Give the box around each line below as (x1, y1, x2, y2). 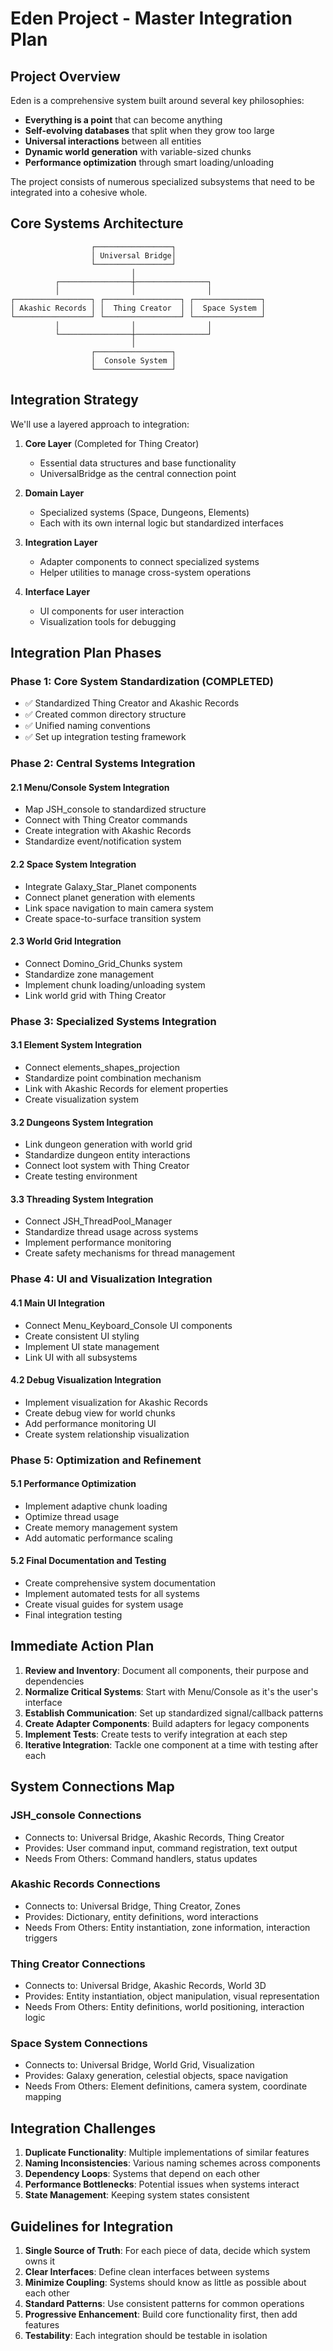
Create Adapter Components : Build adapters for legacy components (24, 1717, 310, 1729)
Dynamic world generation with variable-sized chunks (24, 146, 252, 157)
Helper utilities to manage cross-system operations (39, 566, 252, 578)
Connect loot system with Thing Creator (24, 1160, 190, 1172)
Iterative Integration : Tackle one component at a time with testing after (24, 1738, 319, 1751)
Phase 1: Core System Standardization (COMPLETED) (10, 674, 274, 688)
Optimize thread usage (24, 1510, 120, 1522)
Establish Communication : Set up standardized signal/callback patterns (24, 1707, 324, 1719)
